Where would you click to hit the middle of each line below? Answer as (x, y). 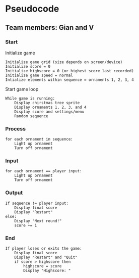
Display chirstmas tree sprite (47, 103)
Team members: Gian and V (50, 28)
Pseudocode (32, 9)
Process (16, 128)
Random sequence (31, 116)
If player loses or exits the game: (44, 249)
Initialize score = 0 (28, 66)
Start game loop (22, 89)
